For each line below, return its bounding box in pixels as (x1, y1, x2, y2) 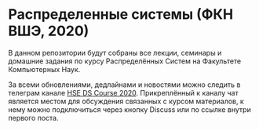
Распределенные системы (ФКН (8, 5, 234, 23)
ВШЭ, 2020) (8, 22, 89, 40)
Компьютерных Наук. (8, 64, 81, 74)
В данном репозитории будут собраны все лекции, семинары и (8, 48, 222, 57)
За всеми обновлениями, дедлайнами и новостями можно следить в (8, 80, 241, 89)
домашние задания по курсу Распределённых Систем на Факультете (8, 56, 242, 66)
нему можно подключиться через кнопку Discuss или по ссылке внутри (8, 104, 251, 114)
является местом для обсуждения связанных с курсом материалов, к (8, 96, 245, 106)
